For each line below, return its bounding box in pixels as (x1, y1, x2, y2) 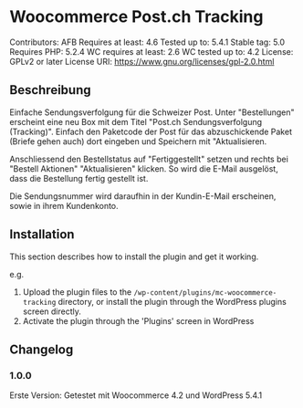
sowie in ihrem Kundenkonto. (9, 200, 119, 211)
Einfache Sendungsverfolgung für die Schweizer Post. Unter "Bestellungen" (9, 107, 295, 118)
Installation (9, 226, 75, 243)
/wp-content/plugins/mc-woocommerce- (133, 288, 277, 298)
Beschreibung (9, 82, 91, 98)
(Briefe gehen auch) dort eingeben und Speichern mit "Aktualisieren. (9, 135, 267, 147)
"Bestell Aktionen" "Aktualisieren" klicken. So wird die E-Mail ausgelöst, (9, 162, 278, 174)
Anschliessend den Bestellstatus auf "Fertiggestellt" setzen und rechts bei (9, 153, 289, 164)
